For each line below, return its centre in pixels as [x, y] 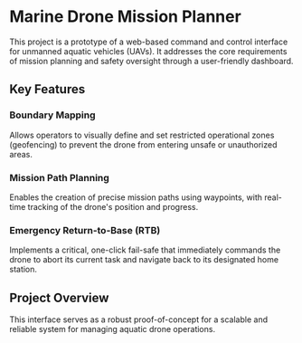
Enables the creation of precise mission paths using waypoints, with [136, 197]
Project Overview [59, 297]
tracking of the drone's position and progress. [113, 206]
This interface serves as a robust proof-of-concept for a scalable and [139, 319]
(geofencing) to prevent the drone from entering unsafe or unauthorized [143, 144]
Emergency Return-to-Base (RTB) [85, 230]
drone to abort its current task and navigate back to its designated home [144, 260]
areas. [21, 154]
